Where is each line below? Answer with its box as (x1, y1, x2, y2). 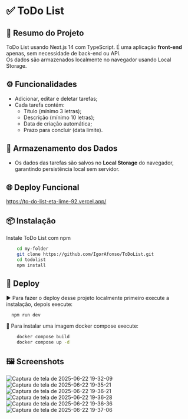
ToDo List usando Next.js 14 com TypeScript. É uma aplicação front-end (6, 44, 183, 51)
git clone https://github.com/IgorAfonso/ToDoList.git (17, 252, 154, 258)
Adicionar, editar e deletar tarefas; (14, 95, 98, 102)
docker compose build (17, 334, 70, 340)
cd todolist (17, 257, 46, 263)
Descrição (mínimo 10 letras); (23, 114, 95, 121)
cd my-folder (17, 246, 49, 252)
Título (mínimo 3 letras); (23, 107, 82, 114)
